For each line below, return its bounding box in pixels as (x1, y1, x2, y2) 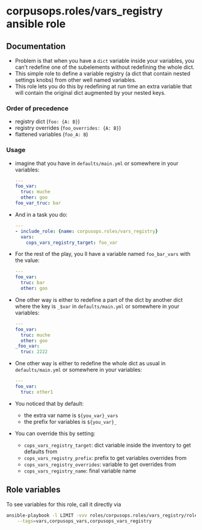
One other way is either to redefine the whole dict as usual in (14, 360, 166, 367)
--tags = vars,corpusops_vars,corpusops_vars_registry (17, 518, 152, 524)
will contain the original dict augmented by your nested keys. (14, 89, 166, 96)
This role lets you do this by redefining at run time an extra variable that (14, 83, 192, 90)
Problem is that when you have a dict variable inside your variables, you (14, 57, 194, 64)
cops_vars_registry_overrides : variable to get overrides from (23, 461, 176, 468)
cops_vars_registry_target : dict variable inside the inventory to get (23, 441, 191, 449)
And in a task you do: (14, 211, 68, 218)
